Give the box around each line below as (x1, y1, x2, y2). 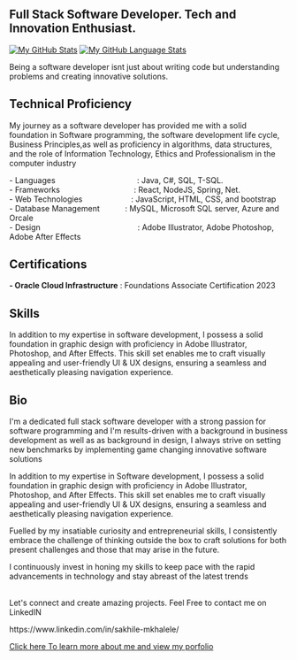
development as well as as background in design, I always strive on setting (9, 435, 281, 446)
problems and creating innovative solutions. (9, 71, 169, 81)
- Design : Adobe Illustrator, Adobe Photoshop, (9, 221, 274, 233)
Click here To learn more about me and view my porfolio (9, 641, 214, 652)
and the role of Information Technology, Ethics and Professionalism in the (9, 148, 276, 158)
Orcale (9, 212, 34, 223)
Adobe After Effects (9, 231, 81, 242)
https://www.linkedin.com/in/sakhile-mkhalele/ (9, 624, 179, 635)
